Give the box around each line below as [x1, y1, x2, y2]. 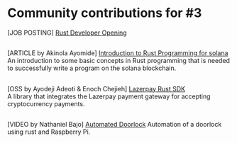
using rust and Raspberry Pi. [7, 127, 91, 136]
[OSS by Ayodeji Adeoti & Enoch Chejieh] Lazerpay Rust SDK [7, 84, 186, 93]
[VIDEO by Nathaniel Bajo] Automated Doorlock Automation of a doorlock [7, 120, 222, 129]
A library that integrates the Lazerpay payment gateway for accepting [7, 92, 211, 101]
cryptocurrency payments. [7, 99, 85, 108]
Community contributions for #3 [7, 5, 202, 21]
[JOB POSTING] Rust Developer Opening [7, 28, 127, 37]
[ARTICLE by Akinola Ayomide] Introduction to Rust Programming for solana [7, 49, 228, 57]
